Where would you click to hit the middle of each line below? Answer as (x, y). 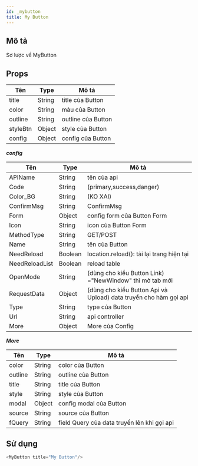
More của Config (111, 326)
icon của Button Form (117, 226)
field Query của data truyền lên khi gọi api (116, 423)
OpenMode (24, 277)
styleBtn (21, 129)
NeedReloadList (31, 264)
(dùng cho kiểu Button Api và (128, 290)
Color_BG (22, 197)
